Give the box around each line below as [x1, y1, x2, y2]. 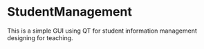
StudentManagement [7, 4, 133, 20]
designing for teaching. [7, 33, 74, 42]
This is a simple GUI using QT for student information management [7, 27, 197, 35]
